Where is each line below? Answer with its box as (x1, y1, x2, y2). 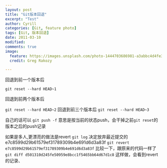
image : (5, 49, 19, 54)
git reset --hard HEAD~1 (5, 86, 57, 92)
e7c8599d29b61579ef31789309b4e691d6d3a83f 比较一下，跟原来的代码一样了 (5, 145, 157, 152)
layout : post (5, 7, 32, 12)
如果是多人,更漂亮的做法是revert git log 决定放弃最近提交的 (5, 134, 128, 140)
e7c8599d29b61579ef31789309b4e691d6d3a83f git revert (5, 140, 130, 146)
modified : (5, 40, 26, 45)
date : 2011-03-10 (5, 35, 41, 40)
